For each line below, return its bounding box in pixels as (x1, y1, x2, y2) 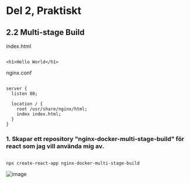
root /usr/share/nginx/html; (16, 106, 88, 112)
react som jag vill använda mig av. (6, 142, 105, 150)
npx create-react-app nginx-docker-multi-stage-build (6, 160, 140, 167)
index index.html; (16, 111, 61, 117)
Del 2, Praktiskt (6, 4, 82, 17)
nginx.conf (6, 69, 32, 76)
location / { (11, 101, 43, 107)
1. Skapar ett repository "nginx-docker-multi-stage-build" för (6, 135, 185, 143)
